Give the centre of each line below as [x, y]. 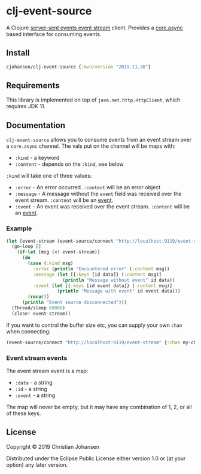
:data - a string [33, 382]
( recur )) [39, 297]
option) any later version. [37, 464]
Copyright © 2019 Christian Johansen [53, 446]
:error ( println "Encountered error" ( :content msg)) [101, 269]
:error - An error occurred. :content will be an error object [88, 187]
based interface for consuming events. [54, 34]
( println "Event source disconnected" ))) [74, 302]
